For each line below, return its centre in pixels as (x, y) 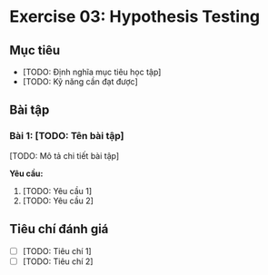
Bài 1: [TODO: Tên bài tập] (67, 136)
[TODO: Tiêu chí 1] (57, 250)
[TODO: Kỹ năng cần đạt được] (80, 82)
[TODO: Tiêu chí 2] (58, 261)
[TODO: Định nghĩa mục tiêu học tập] (92, 72)
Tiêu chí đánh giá (59, 229)
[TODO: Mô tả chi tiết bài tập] (65, 155)
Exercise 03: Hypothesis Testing (135, 17)
